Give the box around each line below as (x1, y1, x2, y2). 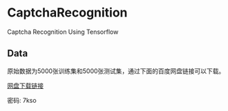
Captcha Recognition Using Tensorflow (7, 28, 119, 36)
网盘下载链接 (7, 81, 44, 90)
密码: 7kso (7, 96, 37, 104)
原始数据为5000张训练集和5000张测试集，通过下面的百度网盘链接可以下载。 (7, 67, 225, 75)
